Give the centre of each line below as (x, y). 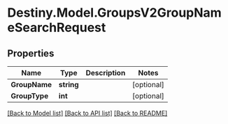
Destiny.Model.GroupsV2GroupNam (114, 13)
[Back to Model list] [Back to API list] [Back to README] (87, 113)
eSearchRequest (57, 28)
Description (106, 73)
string (69, 85)
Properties (31, 53)
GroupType (30, 96)
